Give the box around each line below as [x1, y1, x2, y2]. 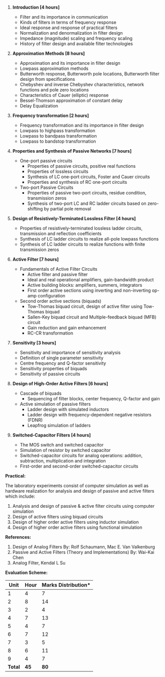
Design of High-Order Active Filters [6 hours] [12, 381, 108, 386]
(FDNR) [27, 417, 43, 423]
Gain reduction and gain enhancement [27, 325, 106, 330]
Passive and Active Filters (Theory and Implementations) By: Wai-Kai [12, 549, 154, 555]
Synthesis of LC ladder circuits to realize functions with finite [19, 241, 145, 247]
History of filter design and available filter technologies [19, 41, 133, 47]
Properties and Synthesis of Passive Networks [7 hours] [12, 148, 131, 154]
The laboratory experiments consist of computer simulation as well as [5, 483, 149, 489]
